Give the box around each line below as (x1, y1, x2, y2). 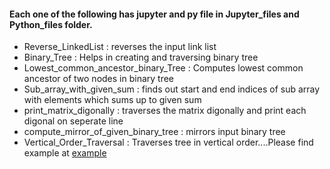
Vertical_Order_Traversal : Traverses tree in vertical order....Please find (23, 136, 314, 149)
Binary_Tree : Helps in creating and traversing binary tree (23, 51, 259, 64)
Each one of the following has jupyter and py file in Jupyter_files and (9, 8, 300, 20)
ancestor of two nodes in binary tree (23, 73, 175, 85)
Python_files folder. (9, 18, 93, 30)
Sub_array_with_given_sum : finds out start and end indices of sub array (23, 83, 321, 95)
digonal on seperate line (23, 115, 124, 127)
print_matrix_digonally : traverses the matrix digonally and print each (23, 105, 307, 117)
